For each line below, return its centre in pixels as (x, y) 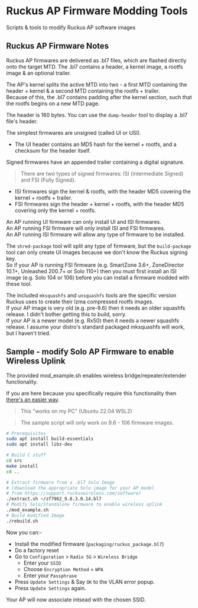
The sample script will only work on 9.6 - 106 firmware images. (97, 422)
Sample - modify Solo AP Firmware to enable (90, 352)
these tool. (19, 284)
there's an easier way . (33, 400)
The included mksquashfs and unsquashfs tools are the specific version (91, 295)
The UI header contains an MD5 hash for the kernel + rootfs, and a (95, 144)
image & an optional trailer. (39, 73)
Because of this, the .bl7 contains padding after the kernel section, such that (99, 97)
